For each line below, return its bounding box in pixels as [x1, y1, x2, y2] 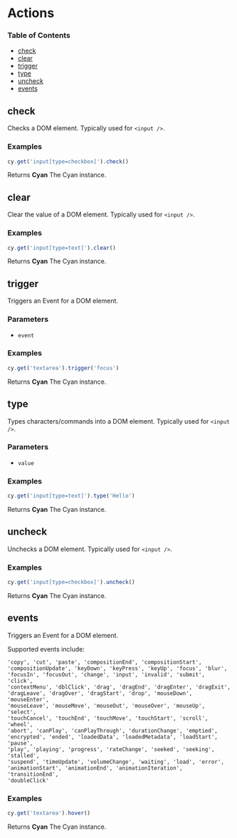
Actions [7, 5, 55, 21]
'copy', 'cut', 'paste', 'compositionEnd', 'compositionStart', [7, 659, 202, 666]
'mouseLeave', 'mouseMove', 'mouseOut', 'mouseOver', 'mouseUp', [7, 702, 205, 709]
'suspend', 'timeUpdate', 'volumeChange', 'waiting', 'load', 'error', [7, 758, 224, 765]
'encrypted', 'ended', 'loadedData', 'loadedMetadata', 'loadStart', [7, 733, 218, 740]
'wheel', [7, 721, 33, 728]
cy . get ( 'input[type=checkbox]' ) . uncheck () [7, 579, 135, 586]
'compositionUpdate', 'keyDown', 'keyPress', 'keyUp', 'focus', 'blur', [7, 664, 228, 672]
